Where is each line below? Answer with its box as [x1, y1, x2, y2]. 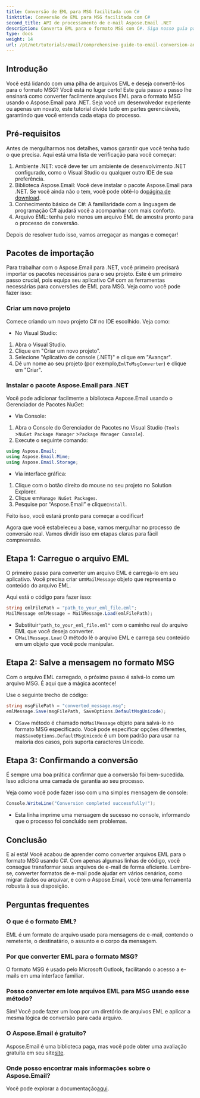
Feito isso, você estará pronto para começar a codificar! [6, 512, 144, 519]
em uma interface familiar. [20, 972, 85, 979]
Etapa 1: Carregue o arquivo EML [6, 553, 129, 564]
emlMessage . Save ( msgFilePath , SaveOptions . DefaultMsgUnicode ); [6, 708, 167, 714]
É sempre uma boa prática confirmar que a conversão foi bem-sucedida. [6, 771, 185, 778]
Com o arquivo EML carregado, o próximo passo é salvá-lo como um [6, 673, 175, 680]
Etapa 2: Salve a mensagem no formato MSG [6, 658, 175, 668]
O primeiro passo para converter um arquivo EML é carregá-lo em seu [6, 570, 179, 577]
